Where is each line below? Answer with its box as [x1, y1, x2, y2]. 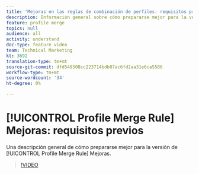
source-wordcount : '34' [6, 75, 65, 81]
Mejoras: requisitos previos [6, 124, 144, 137]
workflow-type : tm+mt [6, 69, 60, 75]
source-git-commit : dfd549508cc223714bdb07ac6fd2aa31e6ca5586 [6, 64, 163, 70]
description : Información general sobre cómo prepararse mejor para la [6, 14, 187, 20]
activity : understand [6, 36, 60, 42]
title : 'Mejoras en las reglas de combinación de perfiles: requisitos [6, 8, 187, 15]
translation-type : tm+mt [6, 58, 68, 64]
